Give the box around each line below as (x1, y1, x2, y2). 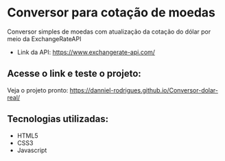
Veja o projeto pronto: (7, 86, 69, 94)
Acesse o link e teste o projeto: (7, 68, 142, 79)
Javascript (16, 146, 47, 154)
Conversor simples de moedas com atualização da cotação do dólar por (7, 27, 211, 36)
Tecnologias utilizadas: (7, 113, 108, 125)
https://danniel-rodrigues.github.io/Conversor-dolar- (69, 86, 218, 94)
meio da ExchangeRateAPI (7, 34, 82, 42)
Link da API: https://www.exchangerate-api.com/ (16, 48, 156, 56)
